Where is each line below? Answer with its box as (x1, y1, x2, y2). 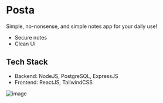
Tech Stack (6, 57, 48, 67)
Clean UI (14, 40, 36, 47)
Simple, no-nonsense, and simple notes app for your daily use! (6, 23, 158, 30)
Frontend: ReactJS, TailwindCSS (14, 79, 93, 86)
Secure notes (14, 34, 47, 41)
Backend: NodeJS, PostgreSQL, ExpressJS (14, 72, 118, 79)
